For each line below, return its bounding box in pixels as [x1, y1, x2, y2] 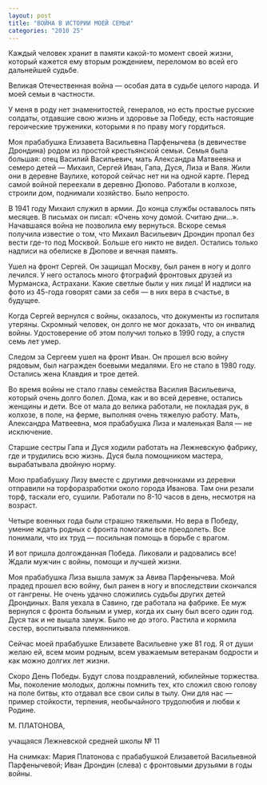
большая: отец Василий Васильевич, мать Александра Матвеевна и [8, 154, 241, 164]
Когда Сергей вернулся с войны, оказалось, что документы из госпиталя [8, 311, 260, 321]
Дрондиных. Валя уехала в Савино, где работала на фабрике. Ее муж [8, 598, 247, 608]
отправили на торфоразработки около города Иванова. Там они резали [8, 484, 254, 493]
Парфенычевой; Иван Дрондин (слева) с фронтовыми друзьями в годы [8, 760, 253, 770]
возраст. [8, 500, 38, 510]
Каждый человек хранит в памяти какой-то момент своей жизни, [8, 49, 233, 58]
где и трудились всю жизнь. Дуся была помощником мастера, [8, 451, 224, 460]
